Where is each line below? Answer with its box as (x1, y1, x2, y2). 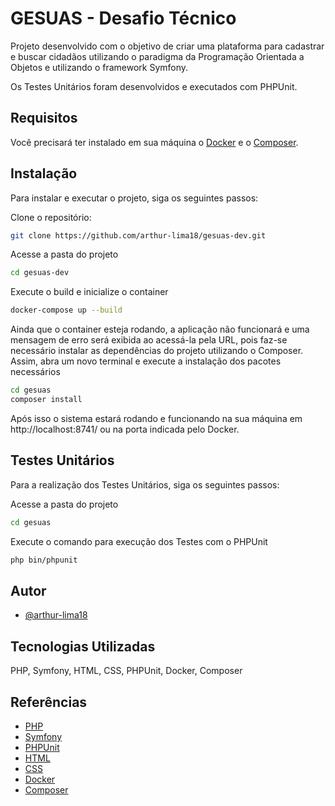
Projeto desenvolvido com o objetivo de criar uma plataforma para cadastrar (10, 40, 325, 52)
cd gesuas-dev (10, 268, 70, 278)
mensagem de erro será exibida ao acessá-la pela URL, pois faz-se (10, 334, 288, 346)
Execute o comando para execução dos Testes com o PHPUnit (10, 535, 268, 547)
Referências (10, 693, 88, 711)
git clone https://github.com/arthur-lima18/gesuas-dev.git (10, 230, 267, 241)
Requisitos (10, 110, 78, 127)
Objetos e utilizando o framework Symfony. (10, 61, 189, 73)
